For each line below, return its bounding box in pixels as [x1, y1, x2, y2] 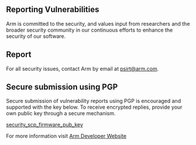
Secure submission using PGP [6, 82, 118, 92]
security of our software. [6, 32, 66, 40]
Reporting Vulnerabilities [6, 5, 99, 15]
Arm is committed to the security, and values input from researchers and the [6, 20, 190, 27]
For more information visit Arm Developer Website [6, 133, 127, 140]
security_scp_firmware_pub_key [6, 121, 84, 128]
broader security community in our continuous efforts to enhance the [6, 26, 173, 33]
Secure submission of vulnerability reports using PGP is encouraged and [6, 98, 181, 105]
